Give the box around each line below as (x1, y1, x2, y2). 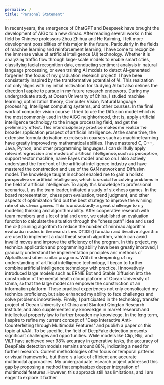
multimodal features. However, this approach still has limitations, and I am (5, 369, 153, 375)
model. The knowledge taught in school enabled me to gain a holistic (5, 171, 144, 177)
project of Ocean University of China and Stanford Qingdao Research (5, 301, 145, 307)
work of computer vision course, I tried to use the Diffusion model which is (5, 108, 156, 114)
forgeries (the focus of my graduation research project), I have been (5, 72, 143, 78)
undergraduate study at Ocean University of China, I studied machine (5, 93, 145, 99)
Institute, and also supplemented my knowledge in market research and (5, 307, 149, 312)
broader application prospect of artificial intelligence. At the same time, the (5, 129, 156, 135)
